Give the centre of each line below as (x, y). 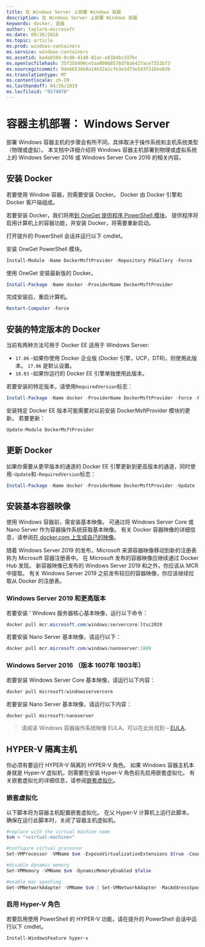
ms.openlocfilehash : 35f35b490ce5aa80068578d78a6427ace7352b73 (88, 63)
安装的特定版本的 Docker (53, 329)
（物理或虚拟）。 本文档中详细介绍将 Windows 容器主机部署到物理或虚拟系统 (102, 149)
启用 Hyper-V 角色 (33, 904)
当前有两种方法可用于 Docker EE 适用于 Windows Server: (78, 345)
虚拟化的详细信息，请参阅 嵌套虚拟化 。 (70, 780)
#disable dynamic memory (38, 865)
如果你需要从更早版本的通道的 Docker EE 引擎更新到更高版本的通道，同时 (98, 466)
